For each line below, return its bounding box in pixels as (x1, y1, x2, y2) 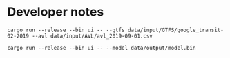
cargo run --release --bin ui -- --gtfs (7, 27, 126, 33)
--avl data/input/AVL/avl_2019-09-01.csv (32, 32, 153, 40)
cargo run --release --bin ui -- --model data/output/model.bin (7, 44, 196, 51)
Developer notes (7, 4, 104, 20)
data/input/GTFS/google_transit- (127, 27, 224, 33)
